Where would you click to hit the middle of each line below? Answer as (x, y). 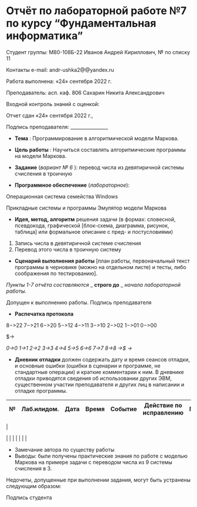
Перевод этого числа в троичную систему (68, 249)
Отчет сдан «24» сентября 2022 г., (50, 115)
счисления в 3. (33, 468)
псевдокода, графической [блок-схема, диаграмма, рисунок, (92, 226)
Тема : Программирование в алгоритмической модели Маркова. (96, 138)
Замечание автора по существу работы (64, 449)
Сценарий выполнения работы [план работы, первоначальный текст (102, 261)
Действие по (163, 405)
